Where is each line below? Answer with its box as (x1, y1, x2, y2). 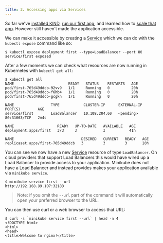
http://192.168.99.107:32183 (5, 183, 64, 189)
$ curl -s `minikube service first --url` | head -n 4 (5, 216, 119, 221)
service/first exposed (5, 54, 51, 59)
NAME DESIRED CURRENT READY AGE (5, 137, 149, 141)
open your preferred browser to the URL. (17, 197, 99, 203)
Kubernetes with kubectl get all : (5, 68, 73, 73)
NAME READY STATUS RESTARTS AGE (5, 81, 138, 86)
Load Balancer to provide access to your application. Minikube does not (5, 159, 149, 165)
